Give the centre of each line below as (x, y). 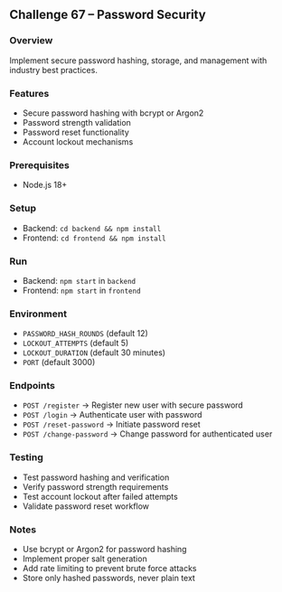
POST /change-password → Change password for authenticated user (147, 434)
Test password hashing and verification (96, 477)
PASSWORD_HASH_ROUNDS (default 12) (85, 334)
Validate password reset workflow (86, 506)
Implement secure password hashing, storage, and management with (138, 60)
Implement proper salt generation (85, 559)
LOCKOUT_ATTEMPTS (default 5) (75, 343)
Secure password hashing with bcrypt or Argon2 (113, 113)
